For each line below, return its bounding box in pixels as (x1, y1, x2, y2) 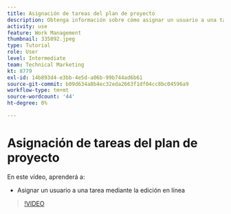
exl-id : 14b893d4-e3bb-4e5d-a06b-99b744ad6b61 (7, 74, 143, 81)
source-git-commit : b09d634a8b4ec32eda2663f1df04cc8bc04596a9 (7, 81, 189, 87)
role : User (7, 49, 38, 56)
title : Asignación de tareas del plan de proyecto (7, 10, 155, 17)
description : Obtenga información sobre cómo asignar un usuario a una (7, 17, 217, 23)
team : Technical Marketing (7, 61, 85, 68)
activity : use (7, 23, 48, 30)
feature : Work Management (7, 29, 81, 36)
